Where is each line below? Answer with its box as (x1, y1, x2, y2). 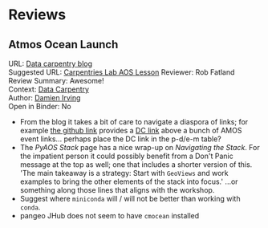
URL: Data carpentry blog (8, 59, 93, 68)
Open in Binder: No (8, 102, 71, 111)
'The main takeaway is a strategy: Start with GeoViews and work (19, 169, 229, 177)
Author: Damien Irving (8, 93, 81, 102)
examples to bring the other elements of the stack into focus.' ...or (19, 177, 238, 186)
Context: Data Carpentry (8, 84, 90, 94)
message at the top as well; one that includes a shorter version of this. (19, 160, 253, 169)
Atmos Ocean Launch (8, 38, 119, 51)
